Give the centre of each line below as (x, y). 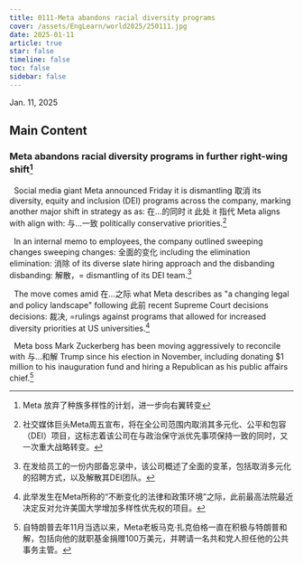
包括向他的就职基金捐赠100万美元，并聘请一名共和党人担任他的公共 (164, 538)
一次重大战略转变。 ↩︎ (63, 446)
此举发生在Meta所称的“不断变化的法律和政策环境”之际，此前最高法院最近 (158, 496)
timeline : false (40, 60)
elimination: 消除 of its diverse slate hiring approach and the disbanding (142, 263)
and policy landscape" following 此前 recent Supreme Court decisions (139, 305)
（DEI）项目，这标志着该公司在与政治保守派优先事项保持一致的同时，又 (155, 436)
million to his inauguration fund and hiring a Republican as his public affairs (149, 366)
